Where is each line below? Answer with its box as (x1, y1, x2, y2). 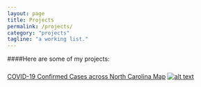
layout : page (7, 10, 45, 17)
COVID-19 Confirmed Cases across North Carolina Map (7, 72, 166, 80)
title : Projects (7, 17, 54, 23)
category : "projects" (7, 29, 70, 37)
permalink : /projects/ (7, 23, 73, 30)
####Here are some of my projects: (7, 55, 110, 63)
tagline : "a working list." (7, 36, 89, 43)
